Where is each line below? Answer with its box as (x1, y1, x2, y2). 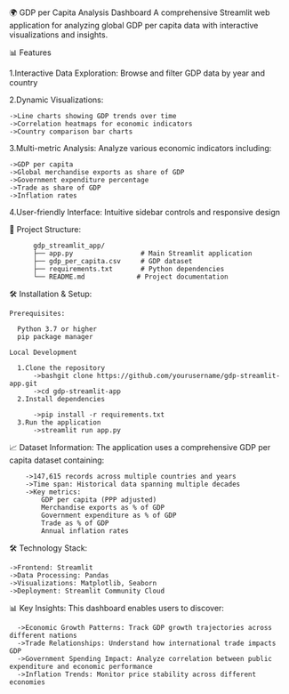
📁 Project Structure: (9, 224, 82, 234)
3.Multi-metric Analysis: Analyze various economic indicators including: (9, 143, 272, 153)
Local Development (9, 348, 77, 357)
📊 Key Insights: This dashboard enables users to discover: (9, 603, 225, 613)
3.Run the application (17, 418, 101, 427)
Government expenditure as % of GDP (41, 511, 177, 520)
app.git (9, 379, 38, 388)
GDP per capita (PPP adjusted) (41, 496, 157, 504)
